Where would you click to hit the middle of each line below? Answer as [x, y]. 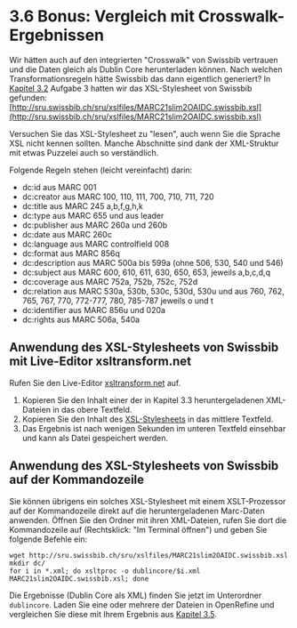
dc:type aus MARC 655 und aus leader [93, 215]
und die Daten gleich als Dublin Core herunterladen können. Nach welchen [146, 69]
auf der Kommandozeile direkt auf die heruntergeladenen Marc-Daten [137, 511]
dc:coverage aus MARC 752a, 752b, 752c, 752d [110, 281]
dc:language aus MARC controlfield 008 [96, 244]
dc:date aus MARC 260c [67, 234]
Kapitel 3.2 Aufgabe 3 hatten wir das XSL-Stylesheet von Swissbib [131, 88]
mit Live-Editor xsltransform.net [100, 362]
